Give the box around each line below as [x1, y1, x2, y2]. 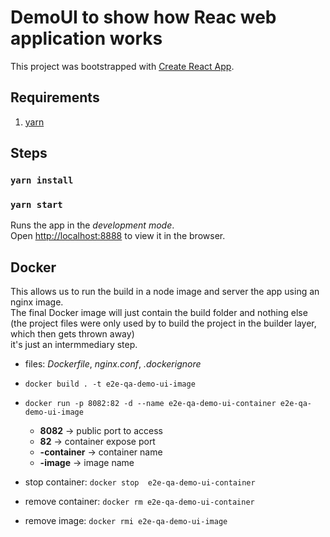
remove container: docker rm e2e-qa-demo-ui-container [24, 496, 255, 508]
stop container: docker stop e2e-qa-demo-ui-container [24, 476, 256, 488]
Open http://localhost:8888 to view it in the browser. [10, 230, 226, 242]
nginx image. [10, 296, 64, 308]
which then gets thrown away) [10, 328, 135, 340]
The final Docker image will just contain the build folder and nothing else [10, 307, 308, 319]
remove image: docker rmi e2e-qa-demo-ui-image [24, 515, 228, 527]
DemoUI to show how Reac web [10, 6, 277, 29]
